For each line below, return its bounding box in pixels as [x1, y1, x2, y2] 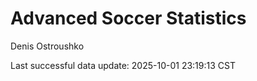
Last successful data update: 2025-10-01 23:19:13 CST [10, 59, 236, 71]
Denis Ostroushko [10, 40, 85, 52]
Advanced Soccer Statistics [10, 7, 247, 30]
